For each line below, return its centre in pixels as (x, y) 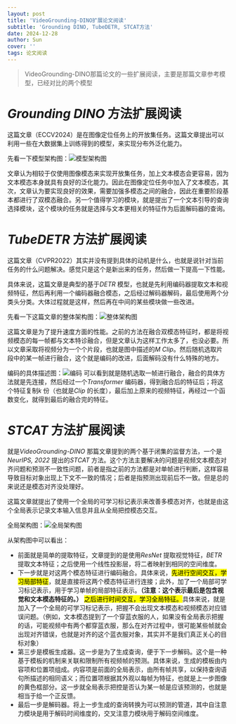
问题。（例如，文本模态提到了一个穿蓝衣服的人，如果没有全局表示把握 (124, 616)
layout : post (26, 14)
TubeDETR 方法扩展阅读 (77, 239)
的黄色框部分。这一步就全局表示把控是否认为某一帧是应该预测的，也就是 (122, 687)
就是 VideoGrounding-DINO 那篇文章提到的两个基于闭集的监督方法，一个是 (115, 451)
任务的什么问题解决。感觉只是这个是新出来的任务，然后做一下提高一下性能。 (118, 269)
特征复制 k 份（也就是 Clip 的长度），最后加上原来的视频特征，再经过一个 (116, 390)
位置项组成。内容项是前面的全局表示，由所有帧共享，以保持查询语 (131, 669)
